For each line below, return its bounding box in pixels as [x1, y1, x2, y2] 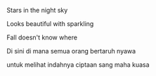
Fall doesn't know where [6, 33, 78, 42]
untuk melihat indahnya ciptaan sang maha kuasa [6, 61, 150, 69]
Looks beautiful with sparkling [6, 20, 94, 27]
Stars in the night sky [6, 6, 68, 14]
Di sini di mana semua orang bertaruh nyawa [6, 47, 136, 55]
